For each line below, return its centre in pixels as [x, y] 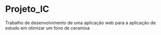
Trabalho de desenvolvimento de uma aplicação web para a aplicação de [80, 23]
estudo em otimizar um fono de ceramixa [47, 28]
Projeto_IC [27, 9]
